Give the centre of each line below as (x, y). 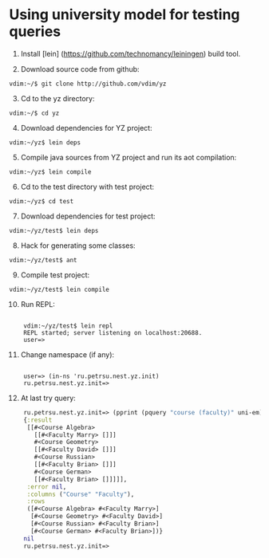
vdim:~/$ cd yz (34, 113)
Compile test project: (55, 275)
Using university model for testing (125, 15)
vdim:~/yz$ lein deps (45, 142)
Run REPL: (38, 304)
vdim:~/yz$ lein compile (50, 172)
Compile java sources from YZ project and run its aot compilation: (129, 157)
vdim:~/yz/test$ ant (44, 260)
